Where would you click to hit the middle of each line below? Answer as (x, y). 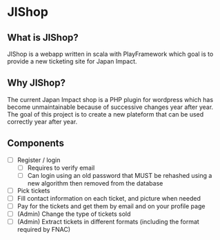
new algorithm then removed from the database (95, 183)
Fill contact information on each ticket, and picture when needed (109, 198)
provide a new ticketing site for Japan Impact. (72, 61)
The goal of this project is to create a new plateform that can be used (106, 114)
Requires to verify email (61, 168)
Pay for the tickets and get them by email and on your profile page (111, 206)
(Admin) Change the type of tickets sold (74, 214)
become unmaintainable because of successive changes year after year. (110, 107)
